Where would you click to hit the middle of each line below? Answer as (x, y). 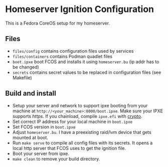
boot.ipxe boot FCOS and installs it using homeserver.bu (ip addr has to (86, 62)
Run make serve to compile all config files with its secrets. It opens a (82, 143)
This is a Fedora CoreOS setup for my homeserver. (58, 23)
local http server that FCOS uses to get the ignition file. (69, 148)
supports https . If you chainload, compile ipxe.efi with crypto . (77, 116)
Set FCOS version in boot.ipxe (44, 127)
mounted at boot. (30, 137)
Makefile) (22, 77)
